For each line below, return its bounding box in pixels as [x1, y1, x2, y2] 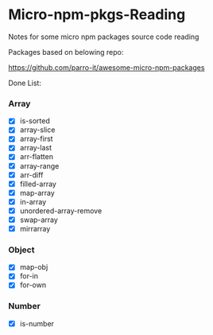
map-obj [19, 263, 48, 272]
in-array [19, 197, 47, 206]
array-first [19, 134, 53, 144]
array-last [19, 143, 52, 153]
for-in [19, 271, 38, 281]
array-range [19, 161, 60, 170]
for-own [19, 280, 46, 290]
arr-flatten [19, 152, 54, 162]
